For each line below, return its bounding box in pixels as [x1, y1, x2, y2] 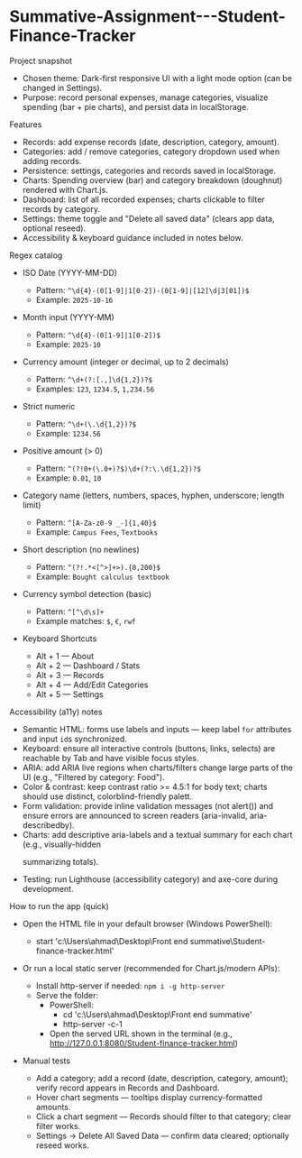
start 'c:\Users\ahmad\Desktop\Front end [35, 935, 188, 946]
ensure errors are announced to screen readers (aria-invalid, [22, 810, 248, 821]
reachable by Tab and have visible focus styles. [22, 752, 199, 763]
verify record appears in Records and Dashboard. [35, 1082, 220, 1093]
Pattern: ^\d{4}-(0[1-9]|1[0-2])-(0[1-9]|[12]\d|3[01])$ [35, 284, 250, 295]
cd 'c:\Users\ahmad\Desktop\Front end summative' [62, 1008, 252, 1020]
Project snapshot [9, 55, 73, 66]
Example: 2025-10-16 [35, 294, 114, 305]
